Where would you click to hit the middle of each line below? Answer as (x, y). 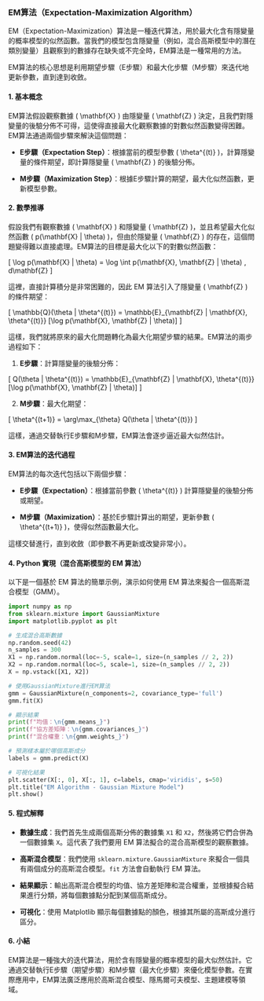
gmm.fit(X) (26, 701)
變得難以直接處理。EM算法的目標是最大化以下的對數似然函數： (116, 246)
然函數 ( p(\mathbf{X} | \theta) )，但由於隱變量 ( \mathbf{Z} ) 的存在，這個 (128, 236)
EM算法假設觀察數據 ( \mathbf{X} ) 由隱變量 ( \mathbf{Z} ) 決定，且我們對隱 (131, 115)
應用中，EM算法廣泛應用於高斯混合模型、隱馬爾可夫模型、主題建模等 (127, 979)
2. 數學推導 (26, 208)
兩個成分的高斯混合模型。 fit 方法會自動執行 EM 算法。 (116, 868)
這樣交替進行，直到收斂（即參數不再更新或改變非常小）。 (99, 543)
